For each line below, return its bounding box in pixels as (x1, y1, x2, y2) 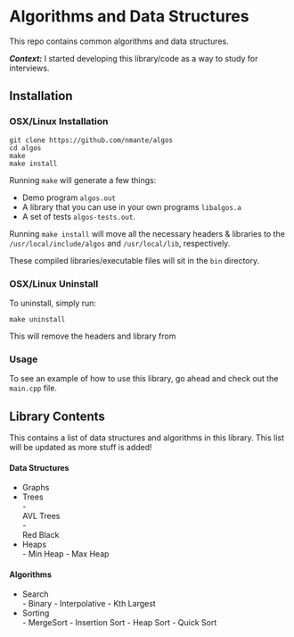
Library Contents (9, 408, 105, 423)
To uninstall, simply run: (9, 298, 96, 308)
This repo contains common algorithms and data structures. (9, 36, 229, 46)
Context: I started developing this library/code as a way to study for (9, 53, 258, 63)
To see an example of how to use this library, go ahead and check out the (9, 373, 279, 384)
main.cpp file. (9, 382, 58, 394)
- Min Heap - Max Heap (21, 549, 110, 559)
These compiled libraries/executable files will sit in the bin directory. (9, 255, 260, 265)
